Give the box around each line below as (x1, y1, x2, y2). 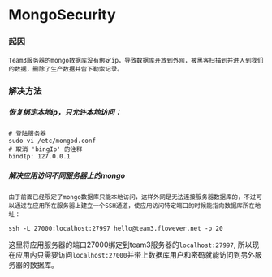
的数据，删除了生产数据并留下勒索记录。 (8, 65, 123, 74)
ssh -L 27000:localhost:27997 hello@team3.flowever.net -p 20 (8, 225, 223, 233)
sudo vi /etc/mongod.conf (8, 136, 96, 145)
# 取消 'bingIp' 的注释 (8, 145, 83, 154)
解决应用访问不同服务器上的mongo (8, 171, 126, 180)
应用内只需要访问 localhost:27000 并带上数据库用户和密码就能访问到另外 (15, 250, 256, 260)
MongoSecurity (8, 6, 116, 24)
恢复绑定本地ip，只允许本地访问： (8, 107, 122, 117)
